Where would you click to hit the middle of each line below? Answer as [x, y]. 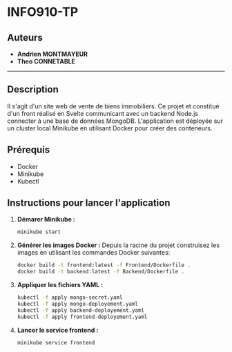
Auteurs [25, 38]
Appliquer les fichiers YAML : [60, 285]
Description [33, 89]
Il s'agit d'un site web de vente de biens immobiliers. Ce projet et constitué [113, 106]
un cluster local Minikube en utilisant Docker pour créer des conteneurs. [110, 128]
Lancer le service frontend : [58, 330]
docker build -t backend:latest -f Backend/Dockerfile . [101, 272]
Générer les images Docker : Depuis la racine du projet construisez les [118, 245]
